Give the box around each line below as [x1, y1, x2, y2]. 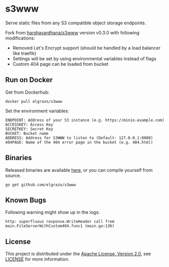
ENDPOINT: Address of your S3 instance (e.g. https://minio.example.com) [5, 118, 165, 123]
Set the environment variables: [5, 107, 70, 114]
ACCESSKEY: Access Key [5, 122, 53, 127]
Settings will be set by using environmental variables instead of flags [12, 55, 156, 61]
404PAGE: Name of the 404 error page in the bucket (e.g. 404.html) [5, 140, 153, 145]
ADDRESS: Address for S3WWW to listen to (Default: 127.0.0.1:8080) [5, 135, 153, 140]
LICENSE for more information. [5, 256, 70, 262]
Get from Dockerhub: [5, 89, 50, 95]
